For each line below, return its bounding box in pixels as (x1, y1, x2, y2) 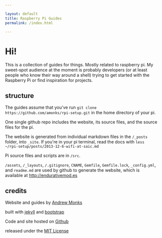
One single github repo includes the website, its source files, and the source (5, 119, 158, 125)
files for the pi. (5, 124, 34, 130)
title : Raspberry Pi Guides (5, 16, 62, 21)
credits (5, 186, 27, 195)
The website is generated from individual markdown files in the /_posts (5, 134, 148, 139)
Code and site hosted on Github (5, 218, 69, 224)
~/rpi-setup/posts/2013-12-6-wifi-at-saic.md (5, 144, 99, 149)
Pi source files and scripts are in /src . (5, 153, 81, 159)
